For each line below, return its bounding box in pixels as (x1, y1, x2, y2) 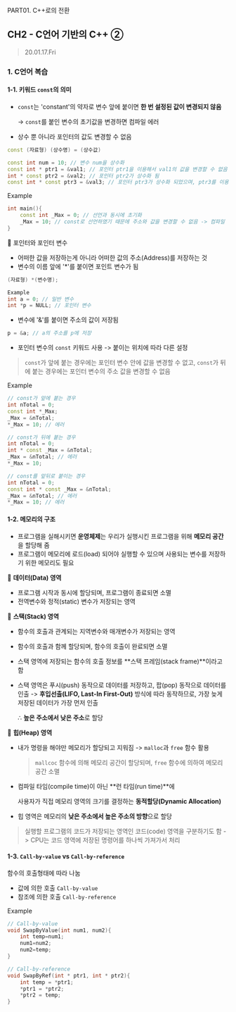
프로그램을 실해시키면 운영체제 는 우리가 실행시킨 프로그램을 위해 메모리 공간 (17, 532, 224, 540)
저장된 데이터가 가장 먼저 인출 (17, 698, 98, 706)
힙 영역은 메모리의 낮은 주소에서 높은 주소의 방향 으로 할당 (17, 812, 172, 820)
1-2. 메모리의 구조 (7, 515, 56, 523)
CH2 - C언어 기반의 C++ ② (7, 29, 124, 41)
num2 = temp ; (20, 947, 52, 954)
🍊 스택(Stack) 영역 (7, 612, 60, 620)
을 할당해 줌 (17, 541, 51, 549)
